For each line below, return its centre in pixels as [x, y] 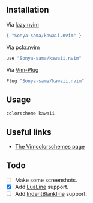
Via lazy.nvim [22, 24]
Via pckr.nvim [23, 47]
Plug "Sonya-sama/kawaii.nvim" [45, 81]
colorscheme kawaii [31, 114]
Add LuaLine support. [42, 187]
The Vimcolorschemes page [50, 147]
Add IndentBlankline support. [51, 194]
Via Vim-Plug [22, 69]
